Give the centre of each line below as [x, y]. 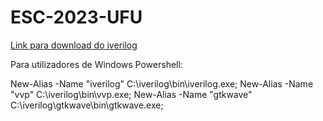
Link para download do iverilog [74, 45]
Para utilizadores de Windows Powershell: [96, 64]
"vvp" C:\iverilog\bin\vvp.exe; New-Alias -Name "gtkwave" [131, 94]
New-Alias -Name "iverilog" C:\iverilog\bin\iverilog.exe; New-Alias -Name [162, 83]
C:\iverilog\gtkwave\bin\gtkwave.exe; [87, 105]
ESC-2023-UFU [76, 17]
